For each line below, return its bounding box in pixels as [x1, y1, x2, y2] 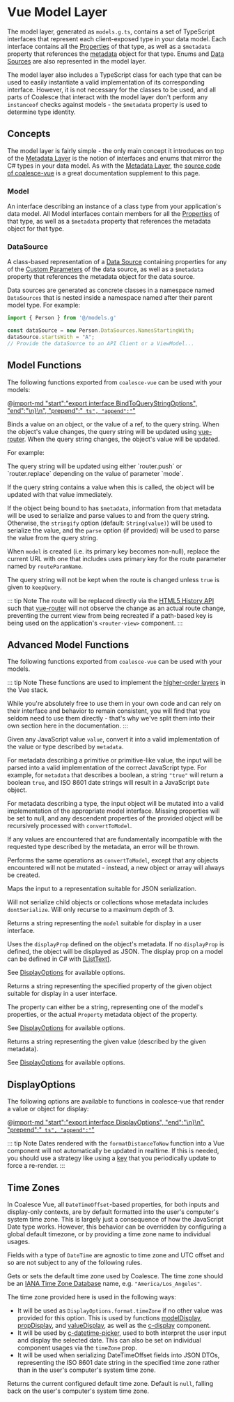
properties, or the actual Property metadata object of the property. [7, 1011, 198, 1019]
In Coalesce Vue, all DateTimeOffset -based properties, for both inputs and [7, 1200, 219, 1209]
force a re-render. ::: [7, 1162, 65, 1170]
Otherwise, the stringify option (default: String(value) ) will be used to [7, 519, 212, 527]
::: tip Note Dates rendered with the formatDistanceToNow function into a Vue [7, 1139, 225, 1148]
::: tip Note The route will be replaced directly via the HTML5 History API [7, 596, 214, 605]
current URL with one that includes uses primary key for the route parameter [7, 554, 226, 563]
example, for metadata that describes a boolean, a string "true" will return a [7, 771, 224, 779]
